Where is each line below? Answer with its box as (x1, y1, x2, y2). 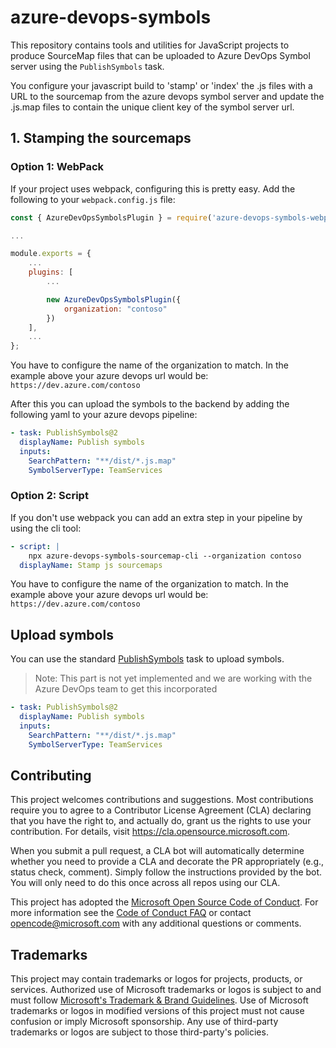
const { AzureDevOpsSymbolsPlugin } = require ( (10, 212, 213, 223)
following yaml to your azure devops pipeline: (10, 409, 198, 421)
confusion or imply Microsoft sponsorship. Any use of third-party (10, 1016, 279, 1028)
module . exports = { (10, 249, 92, 259)
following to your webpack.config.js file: (10, 193, 176, 205)
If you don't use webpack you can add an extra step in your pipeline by (10, 511, 303, 523)
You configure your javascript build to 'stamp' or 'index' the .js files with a (10, 79, 313, 91)
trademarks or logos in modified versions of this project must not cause (10, 1005, 305, 1017)
